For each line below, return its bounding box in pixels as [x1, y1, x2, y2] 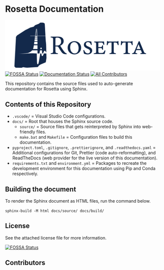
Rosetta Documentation [5, 3, 104, 15]
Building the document [5, 185, 76, 193]
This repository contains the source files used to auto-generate [5, 81, 134, 87]
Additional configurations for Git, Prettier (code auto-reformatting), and [12, 150, 156, 156]
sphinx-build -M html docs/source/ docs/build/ [5, 208, 105, 213]
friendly [19, 129, 35, 135]
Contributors [5, 259, 46, 267]
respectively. [12, 171, 38, 177]
